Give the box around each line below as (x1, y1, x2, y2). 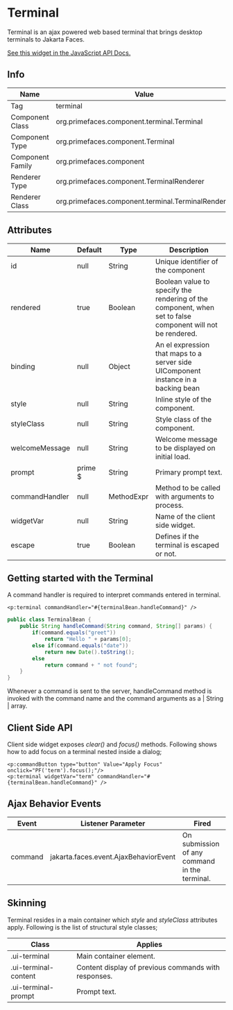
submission (182, 839, 220, 848)
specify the (155, 285, 192, 295)
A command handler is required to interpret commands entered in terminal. (7, 591, 221, 599)
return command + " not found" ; (44, 661, 138, 669)
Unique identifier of (155, 257, 218, 266)
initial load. (155, 452, 191, 461)
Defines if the (155, 531, 200, 541)
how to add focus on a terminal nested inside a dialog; (7, 747, 162, 755)
